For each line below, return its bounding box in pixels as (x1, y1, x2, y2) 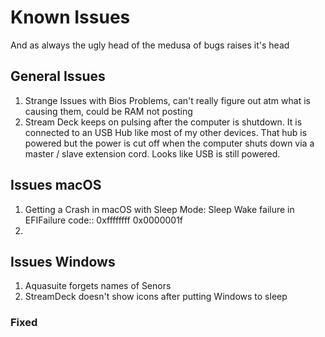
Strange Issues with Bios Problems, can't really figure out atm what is (24, 94, 311, 106)
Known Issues (10, 6, 131, 29)
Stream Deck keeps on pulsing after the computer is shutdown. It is (24, 116, 303, 128)
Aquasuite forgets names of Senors (24, 280, 172, 292)
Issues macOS (10, 177, 102, 194)
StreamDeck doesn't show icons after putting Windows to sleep (24, 291, 288, 303)
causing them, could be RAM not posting (24, 105, 193, 117)
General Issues (10, 68, 106, 85)
